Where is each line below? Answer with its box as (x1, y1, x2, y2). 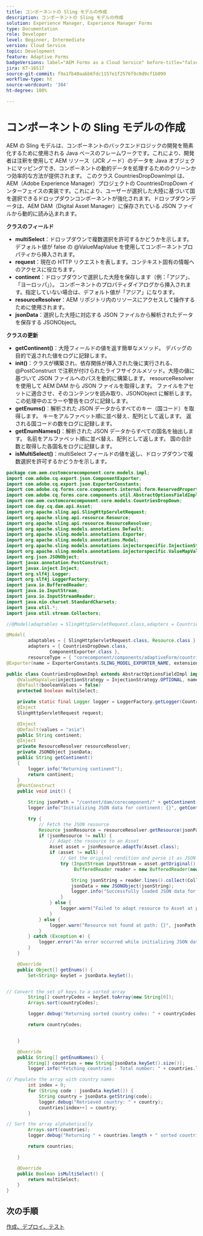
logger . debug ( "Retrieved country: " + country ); (38, 1099, 164, 1105)
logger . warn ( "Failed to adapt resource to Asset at (60, 905, 193, 911)
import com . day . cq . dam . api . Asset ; (6, 503, 94, 510)
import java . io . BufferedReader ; (6, 582, 88, 588)
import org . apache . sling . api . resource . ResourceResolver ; (6, 520, 153, 526)
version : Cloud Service (6, 43, 66, 49)
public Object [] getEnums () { (17, 966, 94, 973)
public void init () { (17, 788, 71, 795)
